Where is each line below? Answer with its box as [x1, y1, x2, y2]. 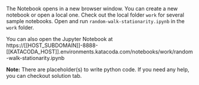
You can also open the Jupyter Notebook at [6, 36, 113, 42]
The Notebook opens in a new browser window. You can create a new [6, 5, 178, 12]
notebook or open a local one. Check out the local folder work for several [6, 11, 185, 18]
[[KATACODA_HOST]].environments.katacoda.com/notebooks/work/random [6, 48, 194, 55]
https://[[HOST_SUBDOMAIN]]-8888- [6, 42, 98, 49]
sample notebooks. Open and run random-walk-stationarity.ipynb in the [6, 18, 185, 24]
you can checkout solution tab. [6, 73, 82, 79]
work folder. [6, 24, 35, 31]
